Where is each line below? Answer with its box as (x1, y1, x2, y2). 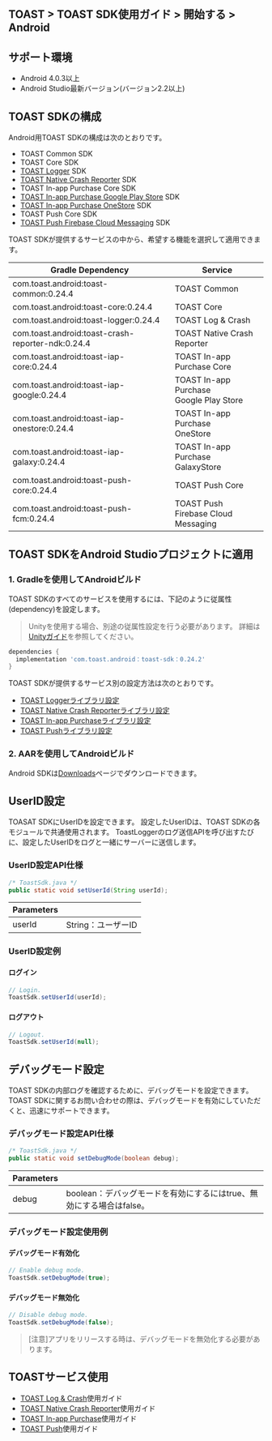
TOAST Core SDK (19, 157, 79, 168)
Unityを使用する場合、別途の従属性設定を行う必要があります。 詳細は (28, 621, 261, 631)
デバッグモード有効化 (8, 1247, 79, 1258)
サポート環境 (8, 50, 73, 64)
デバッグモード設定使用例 (8, 1226, 108, 1238)
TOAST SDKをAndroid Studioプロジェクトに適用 (8, 548, 253, 562)
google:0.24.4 (12, 390, 67, 401)
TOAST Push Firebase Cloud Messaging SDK (19, 218, 171, 228)
